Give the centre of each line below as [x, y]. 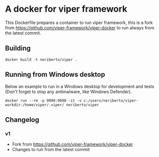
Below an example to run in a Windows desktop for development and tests [80, 86]
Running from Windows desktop [55, 75]
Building [18, 48]
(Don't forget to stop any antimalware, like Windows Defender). [69, 91]
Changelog [22, 120]
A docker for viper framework [66, 9]
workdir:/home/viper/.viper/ [35, 105]
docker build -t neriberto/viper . [41, 60]
